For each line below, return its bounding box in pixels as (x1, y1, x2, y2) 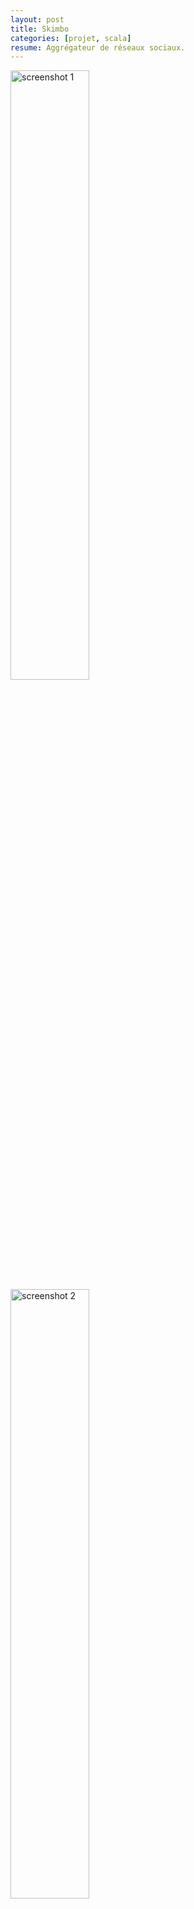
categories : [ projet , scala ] (10, 33, 132, 43)
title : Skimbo (10, 24, 70, 34)
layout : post (10, 14, 65, 25)
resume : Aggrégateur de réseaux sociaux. (10, 42, 186, 53)
